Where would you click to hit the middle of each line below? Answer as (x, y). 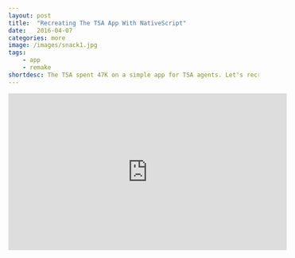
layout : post (30, 16)
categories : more (37, 38)
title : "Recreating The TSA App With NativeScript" (97, 23)
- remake (37, 68)
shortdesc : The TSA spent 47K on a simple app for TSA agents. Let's (126, 75)
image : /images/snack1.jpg (53, 45)
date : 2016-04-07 (41, 30)
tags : (17, 53)
